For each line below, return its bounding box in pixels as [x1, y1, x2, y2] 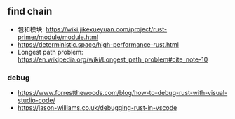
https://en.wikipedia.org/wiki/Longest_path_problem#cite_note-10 [17, 55, 208, 64]
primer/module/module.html [17, 33, 99, 41]
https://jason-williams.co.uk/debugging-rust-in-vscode [17, 104, 177, 112]
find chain [7, 6, 53, 17]
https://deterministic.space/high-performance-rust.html [17, 40, 179, 48]
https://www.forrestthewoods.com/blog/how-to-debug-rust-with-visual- [17, 89, 228, 97]
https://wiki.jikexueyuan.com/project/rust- [45, 24, 167, 34]
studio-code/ [17, 96, 56, 104]
